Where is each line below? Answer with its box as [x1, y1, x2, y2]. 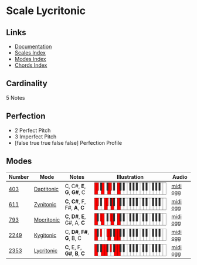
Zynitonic [34, 201, 57, 208]
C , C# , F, [64, 198, 86, 205]
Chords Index [14, 62, 47, 69]
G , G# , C [64, 189, 86, 196]
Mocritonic [34, 216, 60, 223]
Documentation [14, 43, 52, 50]
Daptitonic [34, 186, 59, 193]
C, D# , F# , [64, 229, 89, 236]
